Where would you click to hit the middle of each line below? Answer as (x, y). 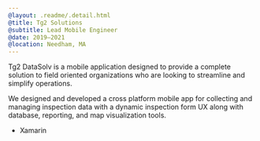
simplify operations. (40, 84)
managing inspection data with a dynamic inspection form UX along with (126, 107)
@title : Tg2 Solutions (45, 23)
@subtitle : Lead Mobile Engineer (63, 30)
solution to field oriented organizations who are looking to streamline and (127, 75)
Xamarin (33, 131)
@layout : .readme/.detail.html (59, 15)
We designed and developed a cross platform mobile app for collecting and (130, 99)
